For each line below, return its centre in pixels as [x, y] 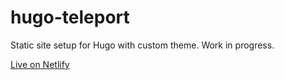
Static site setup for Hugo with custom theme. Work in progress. [142, 45]
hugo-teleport [70, 17]
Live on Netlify [40, 64]
